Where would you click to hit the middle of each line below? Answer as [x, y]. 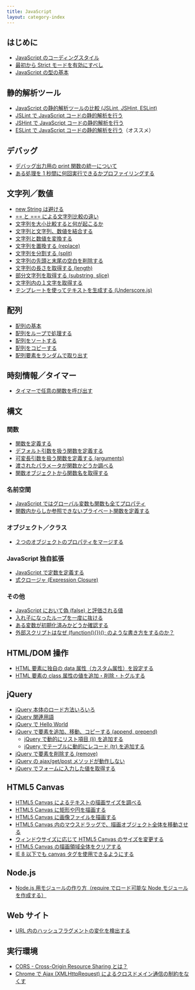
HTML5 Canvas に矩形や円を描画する [61, 810]
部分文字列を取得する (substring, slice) [62, 275]
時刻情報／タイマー [42, 375]
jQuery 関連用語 [34, 716]
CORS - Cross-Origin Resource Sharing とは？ [72, 966]
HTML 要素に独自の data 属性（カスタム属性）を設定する [84, 668]
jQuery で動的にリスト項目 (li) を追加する [74, 739]
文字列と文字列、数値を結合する [54, 231]
